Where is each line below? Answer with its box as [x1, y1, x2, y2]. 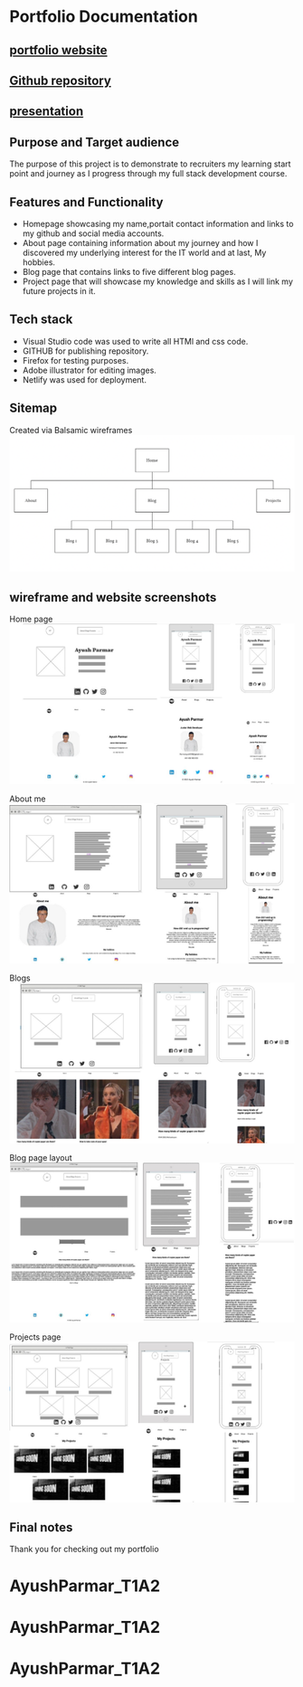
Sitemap [9, 401, 58, 416]
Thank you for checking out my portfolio [9, 1544, 160, 1555]
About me [9, 793, 46, 804]
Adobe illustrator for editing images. [22, 365, 156, 375]
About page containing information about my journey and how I [22, 237, 259, 248]
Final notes [9, 1520, 73, 1535]
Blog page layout [9, 1152, 72, 1163]
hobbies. [22, 256, 56, 268]
